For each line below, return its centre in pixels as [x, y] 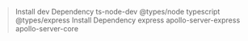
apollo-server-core [46, 29]
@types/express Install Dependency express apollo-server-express [128, 20]
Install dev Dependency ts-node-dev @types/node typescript [118, 12]
